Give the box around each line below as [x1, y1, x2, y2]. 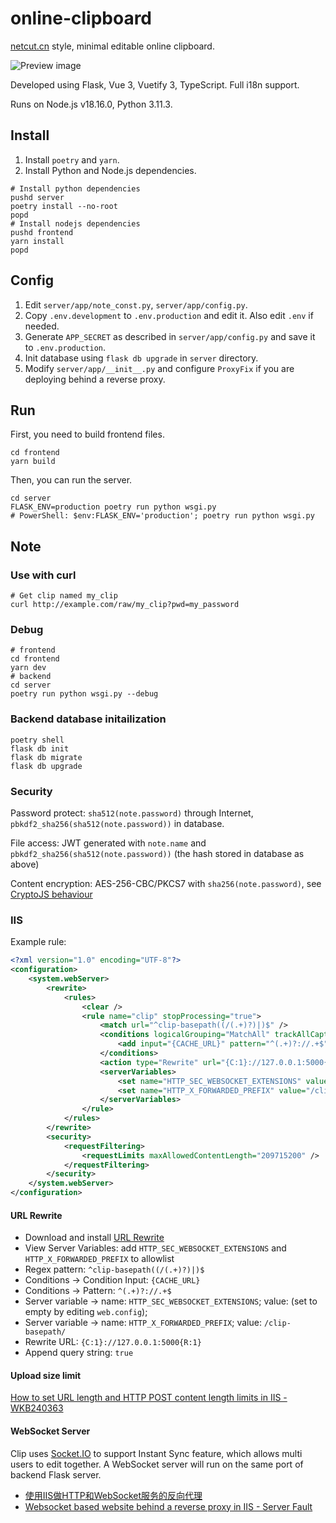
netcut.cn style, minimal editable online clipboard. [10, 40, 215, 52]
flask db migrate [10, 752, 83, 762]
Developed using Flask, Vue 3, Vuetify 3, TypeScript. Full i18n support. [10, 78, 300, 91]
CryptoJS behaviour [10, 888, 93, 900]
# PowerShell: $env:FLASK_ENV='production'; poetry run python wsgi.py [10, 511, 315, 521]
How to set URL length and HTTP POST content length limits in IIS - [10, 1392, 288, 1404]
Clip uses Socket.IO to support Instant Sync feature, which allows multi [10, 1447, 303, 1459]
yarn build [10, 457, 56, 467]
